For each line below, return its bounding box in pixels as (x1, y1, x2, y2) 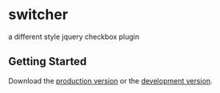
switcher (8, 6, 69, 24)
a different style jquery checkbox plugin (8, 32, 140, 41)
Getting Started (8, 55, 87, 68)
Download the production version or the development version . (8, 76, 213, 85)
